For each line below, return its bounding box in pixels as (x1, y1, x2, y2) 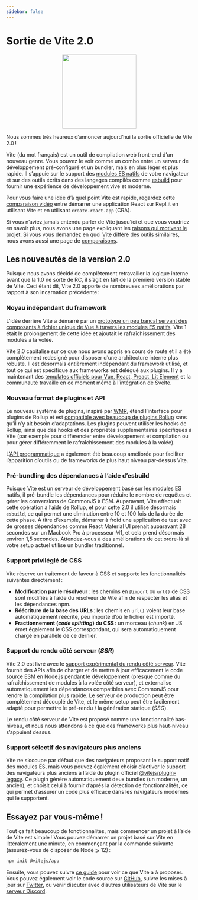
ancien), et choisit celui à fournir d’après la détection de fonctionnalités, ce (6, 782, 188, 789)
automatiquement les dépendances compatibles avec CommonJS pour (6, 685, 179, 692)
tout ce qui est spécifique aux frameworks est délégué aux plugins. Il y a (6, 366, 183, 374)
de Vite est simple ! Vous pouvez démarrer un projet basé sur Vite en (6, 834, 173, 841)
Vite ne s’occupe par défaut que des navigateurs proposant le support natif (6, 757, 189, 764)
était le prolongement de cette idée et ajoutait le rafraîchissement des (6, 330, 176, 337)
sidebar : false (6, 8, 44, 15)
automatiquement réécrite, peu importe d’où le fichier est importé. (14, 613, 176, 620)
